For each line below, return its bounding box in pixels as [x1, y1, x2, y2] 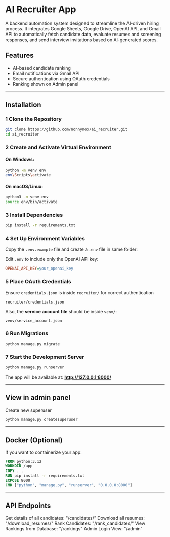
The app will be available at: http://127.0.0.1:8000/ [5, 374, 112, 380]
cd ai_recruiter [5, 132, 39, 137]
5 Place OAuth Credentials [5, 278, 72, 285]
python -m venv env [5, 167, 47, 173]
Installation [5, 100, 41, 109]
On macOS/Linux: [5, 183, 44, 189]
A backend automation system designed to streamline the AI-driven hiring [5, 20, 159, 26]
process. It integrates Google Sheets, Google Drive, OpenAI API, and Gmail [5, 25, 161, 31]
